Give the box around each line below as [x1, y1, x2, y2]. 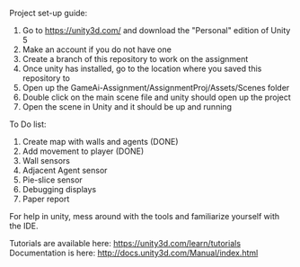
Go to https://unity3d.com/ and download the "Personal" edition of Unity [22, 25, 291, 35]
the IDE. [9, 220, 39, 231]
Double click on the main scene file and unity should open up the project [22, 92, 292, 102]
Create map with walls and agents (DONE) [22, 137, 179, 147]
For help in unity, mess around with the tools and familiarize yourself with [9, 211, 280, 221]
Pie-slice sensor [22, 174, 83, 185]
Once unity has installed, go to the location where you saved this [22, 63, 262, 74]
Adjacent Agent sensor [22, 165, 108, 175]
